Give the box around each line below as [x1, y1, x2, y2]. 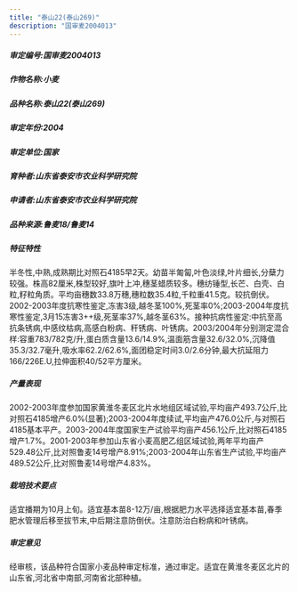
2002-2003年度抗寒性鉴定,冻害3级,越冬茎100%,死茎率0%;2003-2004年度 [9, 300, 282, 312]
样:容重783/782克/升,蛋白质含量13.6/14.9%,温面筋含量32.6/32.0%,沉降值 [9, 334, 276, 345]
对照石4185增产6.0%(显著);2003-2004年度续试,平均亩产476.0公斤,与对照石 [9, 413, 286, 424]
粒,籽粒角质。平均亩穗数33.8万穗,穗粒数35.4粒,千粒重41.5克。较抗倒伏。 [9, 289, 274, 300]
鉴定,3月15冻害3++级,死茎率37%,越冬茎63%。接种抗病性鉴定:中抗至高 [24, 312, 283, 322]
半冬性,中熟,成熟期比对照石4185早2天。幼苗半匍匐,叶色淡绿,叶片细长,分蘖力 [9, 267, 285, 278]
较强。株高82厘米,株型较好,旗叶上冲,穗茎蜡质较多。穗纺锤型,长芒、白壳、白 [9, 278, 286, 289]
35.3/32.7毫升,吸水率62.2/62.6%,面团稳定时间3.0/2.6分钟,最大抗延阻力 [9, 345, 269, 356]
